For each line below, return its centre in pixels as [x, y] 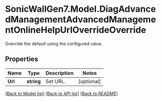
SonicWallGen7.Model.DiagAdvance [80, 9]
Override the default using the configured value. [54, 43]
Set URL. [56, 81]
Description [60, 73]
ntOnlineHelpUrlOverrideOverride [76, 30]
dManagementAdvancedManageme [80, 19]
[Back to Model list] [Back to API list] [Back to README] [62, 93]
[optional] [89, 81]
